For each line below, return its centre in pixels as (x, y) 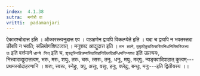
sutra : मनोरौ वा (24, 17)
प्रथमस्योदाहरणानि (22, 66)
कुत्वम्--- (185, 59)
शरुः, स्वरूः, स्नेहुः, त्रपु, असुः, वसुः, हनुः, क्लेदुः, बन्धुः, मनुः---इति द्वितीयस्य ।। (117, 66)
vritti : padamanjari (33, 23)
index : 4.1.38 (25, 12)
